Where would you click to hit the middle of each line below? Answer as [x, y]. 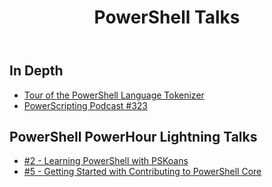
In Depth [36, 71]
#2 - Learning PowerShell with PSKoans [106, 161]
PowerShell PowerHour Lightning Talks [133, 137]
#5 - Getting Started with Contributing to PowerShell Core [142, 172]
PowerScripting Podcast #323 [85, 105]
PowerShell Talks [167, 17]
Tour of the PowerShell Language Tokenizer [114, 95]
